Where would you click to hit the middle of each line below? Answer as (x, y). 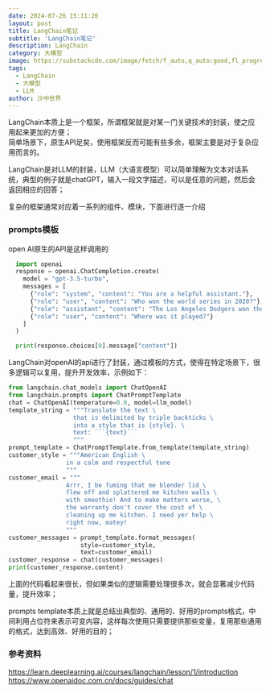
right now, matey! (96, 522)
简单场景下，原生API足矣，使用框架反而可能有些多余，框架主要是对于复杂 (130, 143)
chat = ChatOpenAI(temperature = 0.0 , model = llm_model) (100, 403)
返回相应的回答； (37, 189)
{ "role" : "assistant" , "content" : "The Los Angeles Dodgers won (139, 309)
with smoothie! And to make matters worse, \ (143, 500)
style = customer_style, (118, 545)
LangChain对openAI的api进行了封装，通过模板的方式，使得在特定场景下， (131, 363)
